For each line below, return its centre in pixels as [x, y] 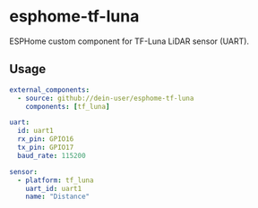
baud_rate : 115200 [52, 155]
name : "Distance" [58, 197]
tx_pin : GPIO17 [46, 147]
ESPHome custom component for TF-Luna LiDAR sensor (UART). [129, 41]
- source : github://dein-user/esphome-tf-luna [106, 98]
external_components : [50, 90]
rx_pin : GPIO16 [46, 139]
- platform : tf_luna [56, 180]
